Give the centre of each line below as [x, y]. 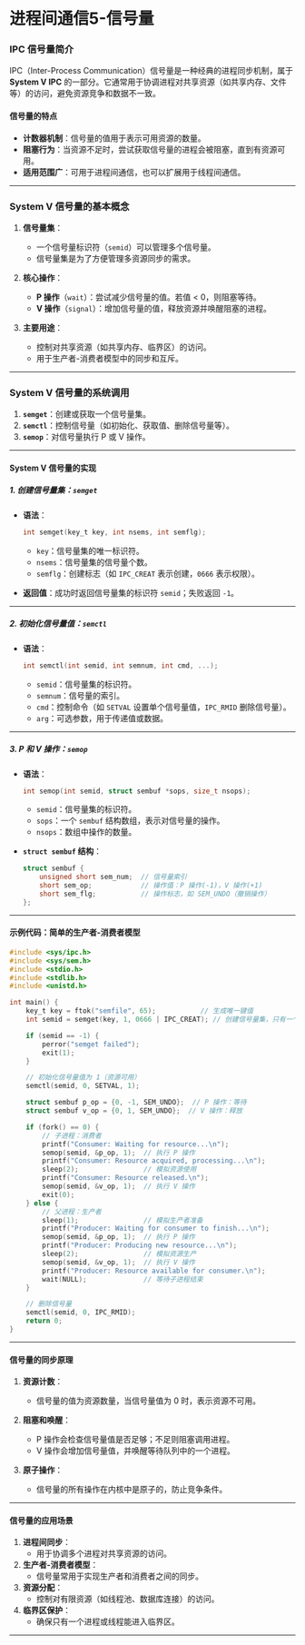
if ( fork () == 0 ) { [63, 1127]
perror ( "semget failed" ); [91, 1044]
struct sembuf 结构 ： [62, 851]
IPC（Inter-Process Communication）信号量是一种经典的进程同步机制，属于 [151, 71]
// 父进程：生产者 [72, 1212]
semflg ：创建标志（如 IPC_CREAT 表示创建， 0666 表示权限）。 [148, 573]
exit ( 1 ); [59, 1053]
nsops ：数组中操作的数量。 [86, 832]
